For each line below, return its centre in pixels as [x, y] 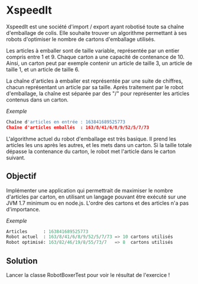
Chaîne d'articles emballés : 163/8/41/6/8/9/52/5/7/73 [78, 128]
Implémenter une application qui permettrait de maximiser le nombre [90, 190]
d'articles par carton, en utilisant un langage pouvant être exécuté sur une [96, 197]
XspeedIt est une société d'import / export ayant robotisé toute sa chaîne [95, 27]
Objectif [21, 176]
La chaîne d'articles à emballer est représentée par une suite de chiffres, [95, 81]
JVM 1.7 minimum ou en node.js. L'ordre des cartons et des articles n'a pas [98, 203]
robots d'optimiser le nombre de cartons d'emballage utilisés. [81, 39]
